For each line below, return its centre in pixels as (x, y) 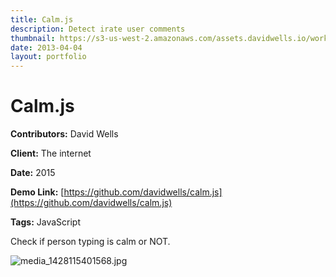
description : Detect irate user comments (98, 29)
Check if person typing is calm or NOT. (90, 242)
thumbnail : (33, 38)
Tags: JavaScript (45, 222)
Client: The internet (51, 153)
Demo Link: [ (37, 192)
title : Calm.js (42, 19)
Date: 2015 (33, 173)
